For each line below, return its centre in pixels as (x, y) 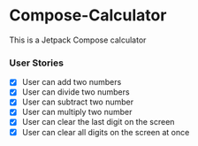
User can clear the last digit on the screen (98, 122)
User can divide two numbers (76, 92)
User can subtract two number (78, 102)
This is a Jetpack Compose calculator (78, 40)
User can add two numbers (72, 82)
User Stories (37, 63)
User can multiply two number (77, 112)
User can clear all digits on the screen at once (106, 132)
